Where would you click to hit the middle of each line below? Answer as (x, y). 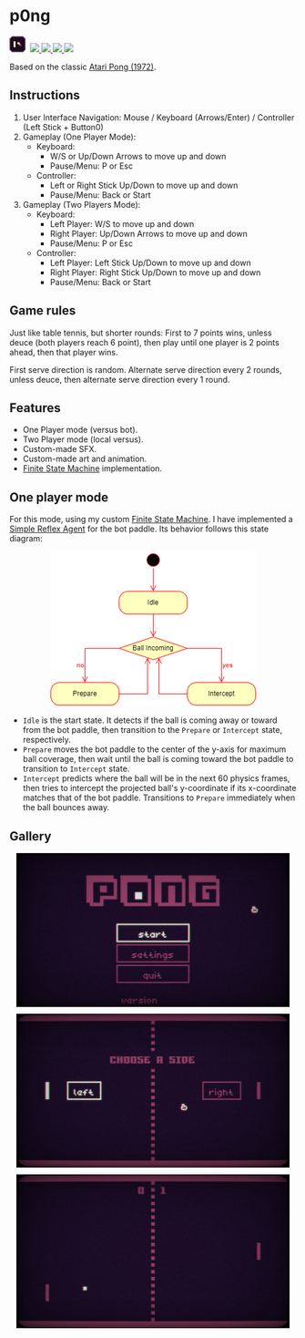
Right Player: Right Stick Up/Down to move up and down (155, 272)
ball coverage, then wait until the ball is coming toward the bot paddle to (158, 759)
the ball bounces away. (66, 808)
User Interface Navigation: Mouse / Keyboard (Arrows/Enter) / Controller (158, 117)
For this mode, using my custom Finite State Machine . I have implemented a (151, 520)
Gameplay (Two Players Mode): (81, 204)
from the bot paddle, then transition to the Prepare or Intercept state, (152, 730)
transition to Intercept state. (76, 769)
